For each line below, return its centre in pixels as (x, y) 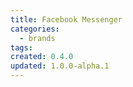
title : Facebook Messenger (66, 19)
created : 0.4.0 (42, 57)
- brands (37, 38)
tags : (21, 47)
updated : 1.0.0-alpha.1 (60, 66)
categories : (35, 29)
